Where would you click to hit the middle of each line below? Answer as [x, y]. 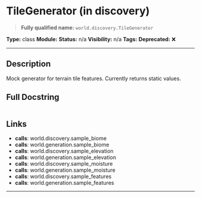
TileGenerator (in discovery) [78, 11]
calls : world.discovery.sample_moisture [64, 164]
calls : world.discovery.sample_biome [61, 138]
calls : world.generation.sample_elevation [66, 157]
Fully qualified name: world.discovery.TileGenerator [87, 28]
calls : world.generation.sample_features [65, 183]
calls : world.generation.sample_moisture [65, 170]
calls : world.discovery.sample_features [63, 176]
